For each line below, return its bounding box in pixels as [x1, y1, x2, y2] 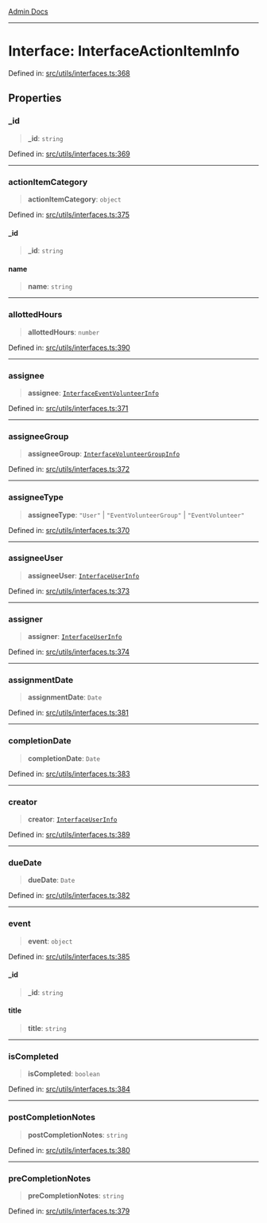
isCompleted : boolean [27, 1069, 101, 1079]
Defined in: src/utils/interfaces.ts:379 [8, 1206, 130, 1216]
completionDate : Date [27, 753, 101, 763]
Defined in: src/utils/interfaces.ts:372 [8, 465, 130, 474]
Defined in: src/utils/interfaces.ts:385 [8, 951, 130, 961]
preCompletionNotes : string [27, 1190, 125, 1200]
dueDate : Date [27, 876, 75, 885]
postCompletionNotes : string [27, 1130, 129, 1139]
